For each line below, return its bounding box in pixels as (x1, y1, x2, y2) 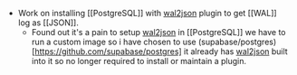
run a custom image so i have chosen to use (31, 36, 196, 47)
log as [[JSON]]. (17, 17, 79, 28)
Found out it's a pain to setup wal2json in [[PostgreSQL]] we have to (31, 27, 286, 37)
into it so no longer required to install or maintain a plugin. (31, 56, 247, 66)
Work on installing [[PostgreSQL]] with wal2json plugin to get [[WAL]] (17, 8, 278, 18)
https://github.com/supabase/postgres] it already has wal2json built (34, 46, 288, 57)
